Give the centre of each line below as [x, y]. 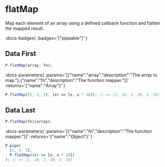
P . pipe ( [13, 146]
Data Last [20, 110]
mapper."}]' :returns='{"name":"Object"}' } [49, 136]
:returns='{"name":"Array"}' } [35, 85]
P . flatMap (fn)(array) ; [29, 122]
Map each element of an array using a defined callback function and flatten [83, 23]
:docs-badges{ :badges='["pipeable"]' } [46, 38]
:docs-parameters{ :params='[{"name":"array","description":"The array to [81, 75]
